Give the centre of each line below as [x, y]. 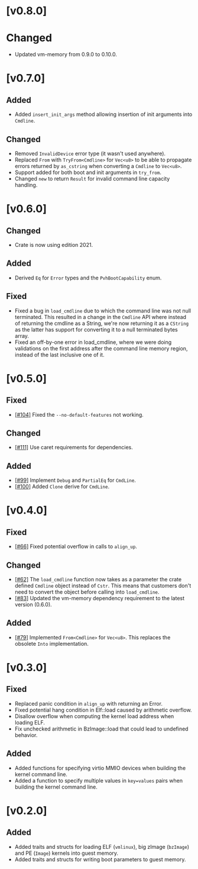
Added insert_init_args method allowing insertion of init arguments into [103, 114]
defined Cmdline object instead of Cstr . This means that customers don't [103, 585]
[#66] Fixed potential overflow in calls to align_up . [76, 546]
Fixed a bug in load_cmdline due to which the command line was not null [103, 310]
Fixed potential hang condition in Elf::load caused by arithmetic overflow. [103, 710]
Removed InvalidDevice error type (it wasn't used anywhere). [90, 153]
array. [22, 336]
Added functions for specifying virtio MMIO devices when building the [100, 768]
